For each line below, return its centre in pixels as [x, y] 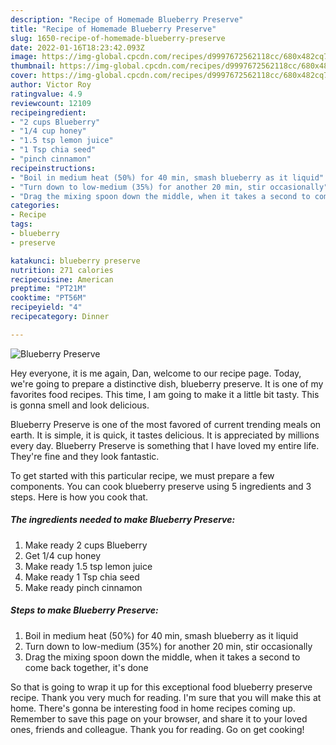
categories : [35, 206]
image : [24, 57]
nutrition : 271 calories [62, 270]
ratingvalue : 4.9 [46, 94]
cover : [24, 76]
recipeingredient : [48, 112]
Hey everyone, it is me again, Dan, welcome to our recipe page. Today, [156, 373]
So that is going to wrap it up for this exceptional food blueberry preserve [161, 687]
